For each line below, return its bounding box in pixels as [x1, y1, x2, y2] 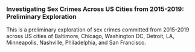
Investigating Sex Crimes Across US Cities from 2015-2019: [6, 5, 184, 13]
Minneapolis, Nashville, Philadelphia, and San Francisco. [6, 39, 147, 47]
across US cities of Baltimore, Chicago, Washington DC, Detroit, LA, [6, 33, 175, 40]
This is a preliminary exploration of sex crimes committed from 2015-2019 [6, 26, 190, 33]
